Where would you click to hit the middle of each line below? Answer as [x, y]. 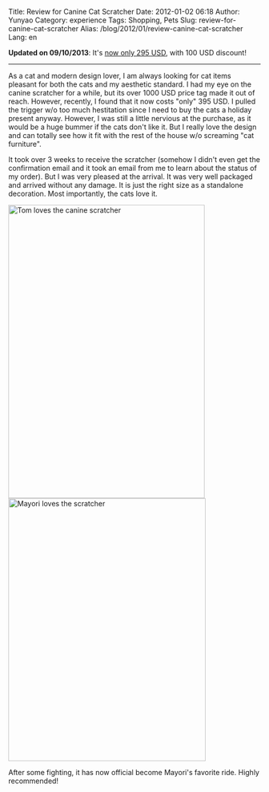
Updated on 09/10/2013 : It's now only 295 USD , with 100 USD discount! [127, 53]
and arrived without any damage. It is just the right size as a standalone [126, 185]
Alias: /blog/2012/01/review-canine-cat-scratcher [161, 28]
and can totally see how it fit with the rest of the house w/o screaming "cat [131, 135]
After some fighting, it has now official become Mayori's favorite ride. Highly [134, 772]
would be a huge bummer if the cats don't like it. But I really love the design [132, 127]
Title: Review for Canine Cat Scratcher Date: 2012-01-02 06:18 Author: [124, 12]
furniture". [25, 144]
